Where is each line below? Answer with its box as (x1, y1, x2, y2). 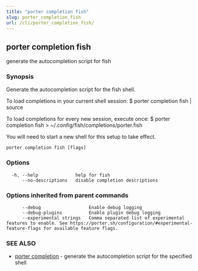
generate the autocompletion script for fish (6, 58, 112, 65)
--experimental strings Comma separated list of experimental (21, 215, 185, 221)
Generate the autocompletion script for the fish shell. (6, 86, 136, 93)
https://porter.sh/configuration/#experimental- (70, 220, 193, 226)
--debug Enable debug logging (21, 205, 143, 211)
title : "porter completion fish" (6, 8, 89, 15)
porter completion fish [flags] (6, 145, 86, 151)
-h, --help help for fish (11, 172, 111, 178)
